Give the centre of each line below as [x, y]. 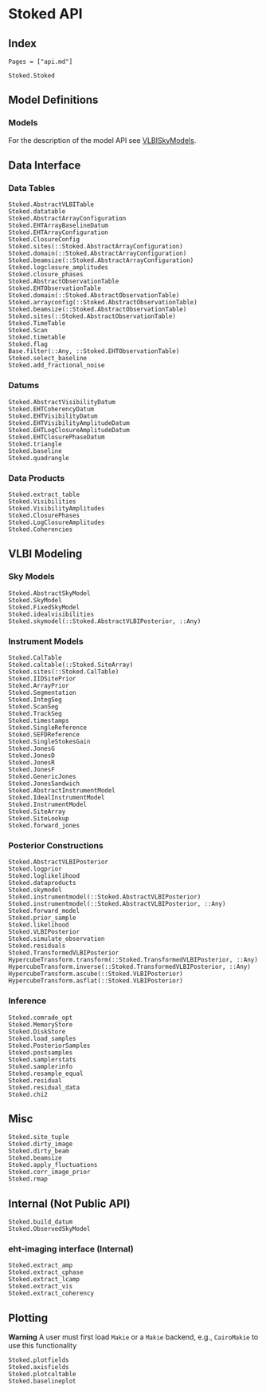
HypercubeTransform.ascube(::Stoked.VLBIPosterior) [96, 974]
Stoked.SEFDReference [44, 734]
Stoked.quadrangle [39, 458]
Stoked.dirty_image [41, 1144]
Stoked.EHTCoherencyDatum [51, 409]
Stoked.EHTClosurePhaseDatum [57, 437]
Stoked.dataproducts [43, 883]
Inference [27, 1001]
